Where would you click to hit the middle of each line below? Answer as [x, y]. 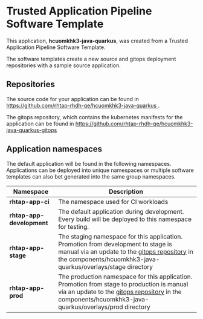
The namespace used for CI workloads [113, 202]
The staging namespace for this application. [121, 236]
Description [126, 191]
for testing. [74, 226]
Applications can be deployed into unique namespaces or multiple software [100, 170]
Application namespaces [54, 149]
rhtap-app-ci [29, 202]
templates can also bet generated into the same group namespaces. [91, 176]
